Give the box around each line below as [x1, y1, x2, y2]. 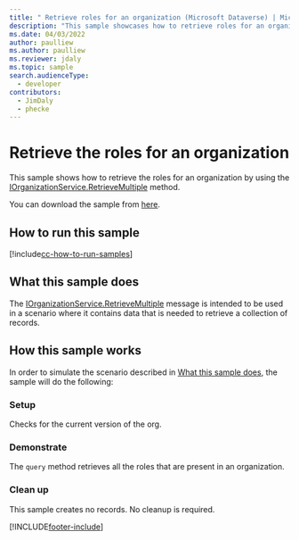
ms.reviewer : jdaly [9, 54, 82, 63]
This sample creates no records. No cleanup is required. [9, 503, 215, 514]
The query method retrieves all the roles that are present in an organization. [9, 461, 285, 472]
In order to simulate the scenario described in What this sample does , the [9, 367, 278, 378]
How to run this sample [9, 225, 140, 240]
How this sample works [9, 343, 142, 358]
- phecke [17, 104, 50, 113]
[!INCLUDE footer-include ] [9, 521, 104, 532]
